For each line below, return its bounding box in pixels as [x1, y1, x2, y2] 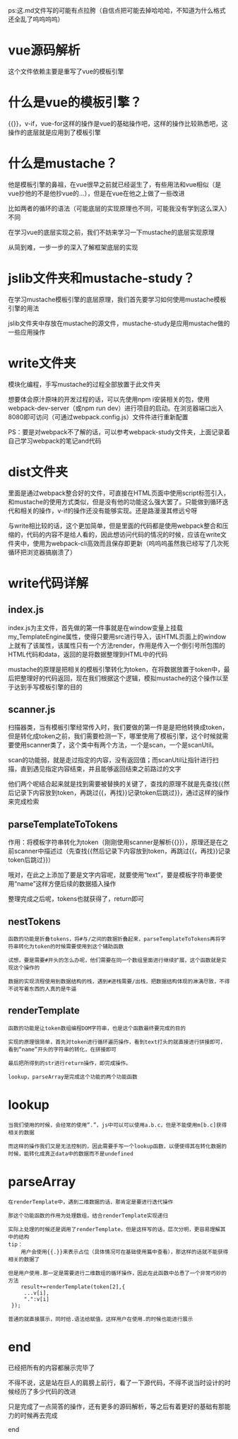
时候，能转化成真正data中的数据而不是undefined [8, 1150, 133, 1158]
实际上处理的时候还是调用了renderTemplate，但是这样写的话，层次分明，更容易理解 [8, 1225, 221, 1233]
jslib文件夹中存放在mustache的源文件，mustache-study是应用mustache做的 [8, 319, 230, 327]
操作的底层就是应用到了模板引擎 [8, 128, 101, 136]
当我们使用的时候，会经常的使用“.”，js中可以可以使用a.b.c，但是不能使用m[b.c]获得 [8, 1122, 227, 1129]
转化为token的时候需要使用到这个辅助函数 [18, 943, 124, 950]
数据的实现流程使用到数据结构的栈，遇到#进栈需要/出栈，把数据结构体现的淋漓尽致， [8, 978, 220, 985]
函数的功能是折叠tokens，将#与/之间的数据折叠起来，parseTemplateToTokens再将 [8, 936, 221, 943]
